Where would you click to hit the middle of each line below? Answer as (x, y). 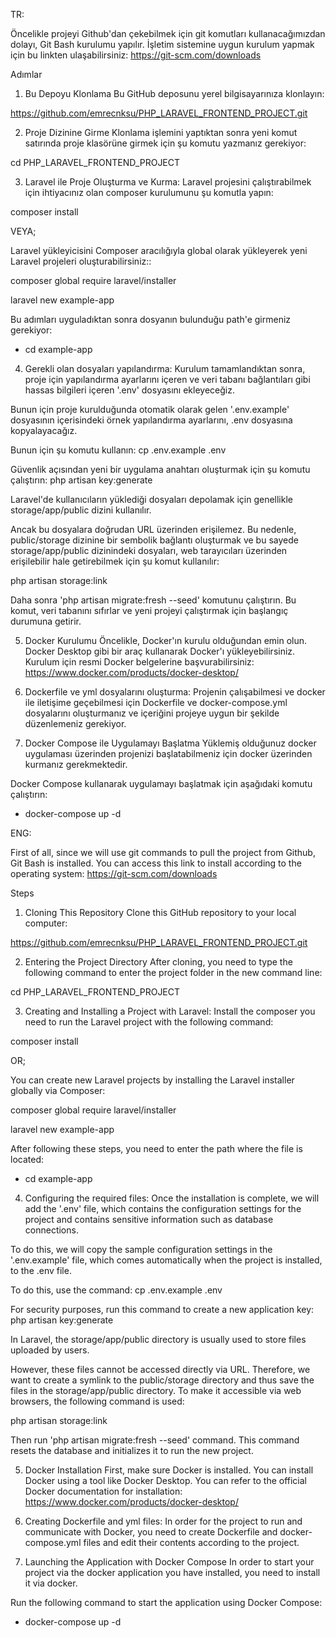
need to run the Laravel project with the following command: (149, 1022)
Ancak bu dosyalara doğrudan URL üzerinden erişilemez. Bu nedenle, (153, 529)
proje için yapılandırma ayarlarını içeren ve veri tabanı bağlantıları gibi (167, 379)
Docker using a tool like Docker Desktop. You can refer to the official (166, 1480)
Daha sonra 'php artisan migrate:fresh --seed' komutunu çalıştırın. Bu (153, 600)
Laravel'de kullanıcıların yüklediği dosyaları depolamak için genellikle (151, 499)
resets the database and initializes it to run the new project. (132, 1450)
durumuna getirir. (46, 621)
